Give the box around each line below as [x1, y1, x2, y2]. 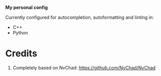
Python [12, 30, 28, 35]
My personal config [5, 5, 48, 10]
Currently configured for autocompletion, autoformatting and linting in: [5, 14, 154, 20]
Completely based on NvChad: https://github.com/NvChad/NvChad [12, 64, 156, 71]
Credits [5, 48, 37, 60]
